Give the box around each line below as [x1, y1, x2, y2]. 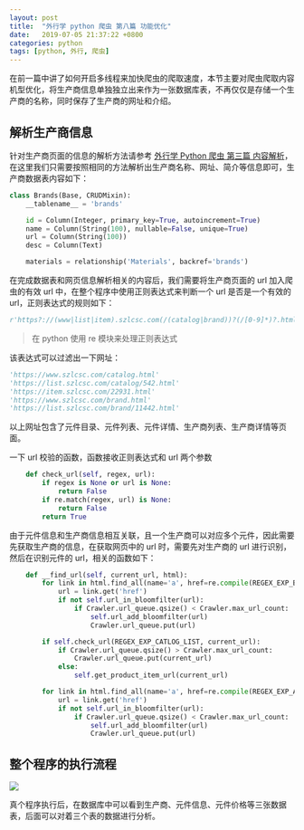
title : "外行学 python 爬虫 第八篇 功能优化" [9, 22, 172, 31]
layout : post [9, 13, 59, 23]
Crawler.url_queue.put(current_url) [73, 654, 213, 663]
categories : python [9, 38, 83, 48]
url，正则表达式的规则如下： [9, 298, 115, 309]
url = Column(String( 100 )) [25, 233, 128, 242]
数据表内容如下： [24, 173, 89, 184]
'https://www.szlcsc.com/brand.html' [9, 396, 152, 405]
